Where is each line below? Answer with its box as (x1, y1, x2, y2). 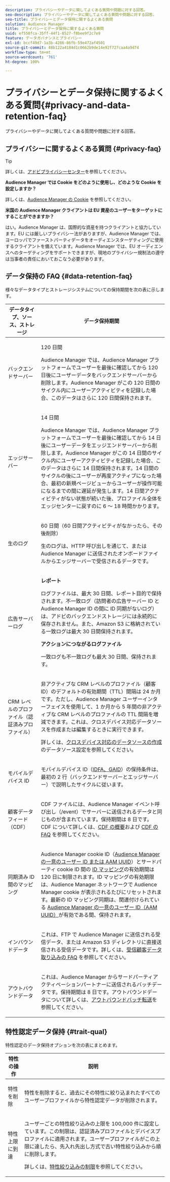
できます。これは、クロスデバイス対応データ (46, 718, 152, 725)
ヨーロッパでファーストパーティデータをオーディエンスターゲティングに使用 (5, 237, 164, 243)
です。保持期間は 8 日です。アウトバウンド (46, 988, 148, 995)
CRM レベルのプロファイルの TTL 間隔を (57, 711, 153, 718)
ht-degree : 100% (5, 59, 39, 64)
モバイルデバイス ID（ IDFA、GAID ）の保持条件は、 (40, 765, 162, 772)
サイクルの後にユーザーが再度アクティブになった (40, 472, 157, 479)
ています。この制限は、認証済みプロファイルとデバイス (24, 1127, 156, 1134)
